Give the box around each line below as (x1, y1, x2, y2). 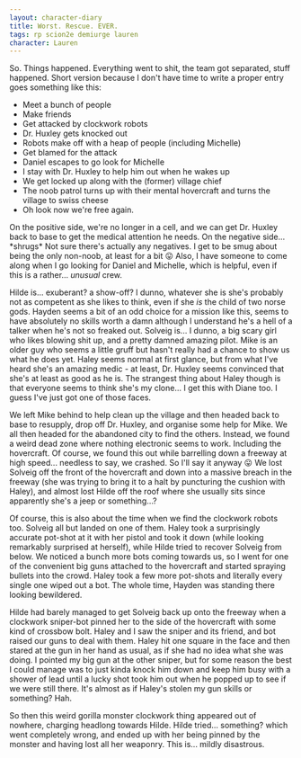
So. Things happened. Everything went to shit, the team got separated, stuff (9, 63, 290, 74)
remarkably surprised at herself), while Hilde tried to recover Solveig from (9, 541, 283, 553)
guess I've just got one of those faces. (9, 392, 151, 403)
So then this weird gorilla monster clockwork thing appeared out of (9, 710, 257, 721)
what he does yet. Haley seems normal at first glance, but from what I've (9, 354, 279, 365)
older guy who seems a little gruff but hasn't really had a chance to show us (9, 344, 290, 355)
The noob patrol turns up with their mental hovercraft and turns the (22, 185, 271, 196)
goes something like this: (9, 82, 102, 93)
